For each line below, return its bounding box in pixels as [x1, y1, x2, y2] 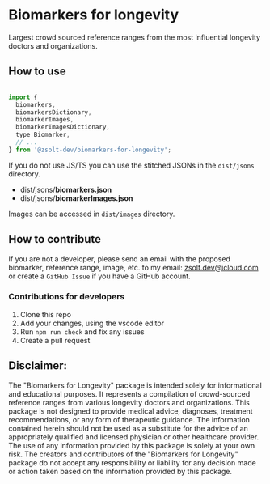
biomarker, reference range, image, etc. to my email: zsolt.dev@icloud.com [8, 262, 259, 272]
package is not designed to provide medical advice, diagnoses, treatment [8, 406, 253, 416]
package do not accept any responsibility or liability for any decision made [8, 457, 256, 467]
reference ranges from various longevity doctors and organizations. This [8, 397, 251, 407]
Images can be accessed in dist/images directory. [8, 209, 175, 219]
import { [8, 93, 38, 101]
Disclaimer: [8, 359, 67, 373]
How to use [8, 65, 66, 79]
